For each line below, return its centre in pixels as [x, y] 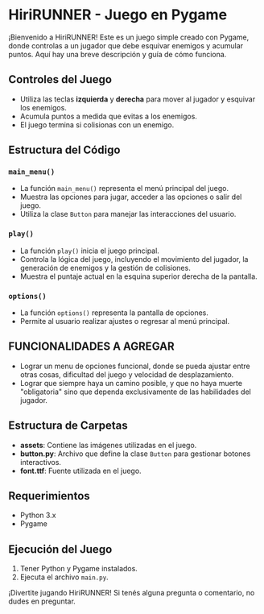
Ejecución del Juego [60, 549]
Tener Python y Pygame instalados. [79, 569]
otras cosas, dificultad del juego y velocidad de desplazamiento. [127, 374]
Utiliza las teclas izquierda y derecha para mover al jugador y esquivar [138, 99]
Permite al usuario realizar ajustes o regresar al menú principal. [125, 322]
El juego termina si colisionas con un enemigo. [97, 124]
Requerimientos [49, 496]
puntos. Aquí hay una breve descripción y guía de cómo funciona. [118, 54]
